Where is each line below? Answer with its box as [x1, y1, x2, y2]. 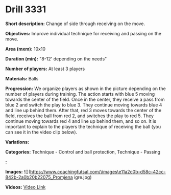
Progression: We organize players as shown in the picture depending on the [5, 85, 166, 92]
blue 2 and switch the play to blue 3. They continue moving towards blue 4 [5, 101, 162, 108]
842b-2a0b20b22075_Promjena [5, 174, 73, 180]
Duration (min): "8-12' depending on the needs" [5, 55, 107, 62]
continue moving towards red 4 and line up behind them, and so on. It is [5, 118, 157, 124]
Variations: [5, 139, 30, 145]
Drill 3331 [5, 4, 46, 15]
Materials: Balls [5, 75, 39, 81]
